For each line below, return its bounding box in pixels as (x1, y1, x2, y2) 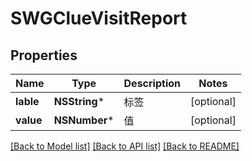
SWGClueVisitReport (10, 7, 188, 30)
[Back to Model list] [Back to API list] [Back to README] (10, 140, 240, 152)
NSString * (53, 95, 105, 108)
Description (123, 77, 181, 90)
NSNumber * (53, 113, 115, 127)
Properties (10, 47, 78, 64)
